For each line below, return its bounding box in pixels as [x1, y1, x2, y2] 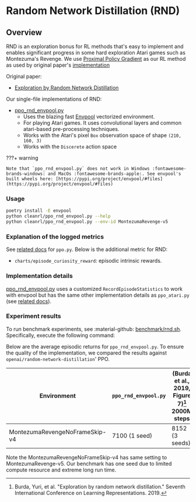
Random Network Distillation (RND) [6, 4, 180, 18]
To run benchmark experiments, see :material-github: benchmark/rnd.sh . [6, 325, 182, 332]
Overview [6, 27, 43, 37]
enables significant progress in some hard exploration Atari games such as [6, 49, 185, 56]
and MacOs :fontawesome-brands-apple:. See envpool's [47, 171, 181, 177]
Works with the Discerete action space [23, 143, 117, 150]
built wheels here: [6, 176, 54, 182]
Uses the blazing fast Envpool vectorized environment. [23, 113, 155, 120]
